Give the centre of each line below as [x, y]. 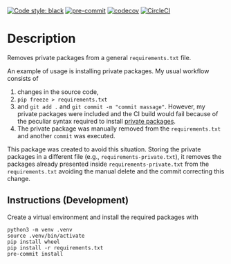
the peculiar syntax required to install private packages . [96, 121]
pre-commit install [35, 254]
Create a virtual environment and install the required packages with [103, 217]
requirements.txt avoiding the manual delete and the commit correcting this [116, 171]
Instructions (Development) [68, 200]
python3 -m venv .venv [40, 229]
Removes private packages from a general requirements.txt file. [99, 57]
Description [41, 39]
